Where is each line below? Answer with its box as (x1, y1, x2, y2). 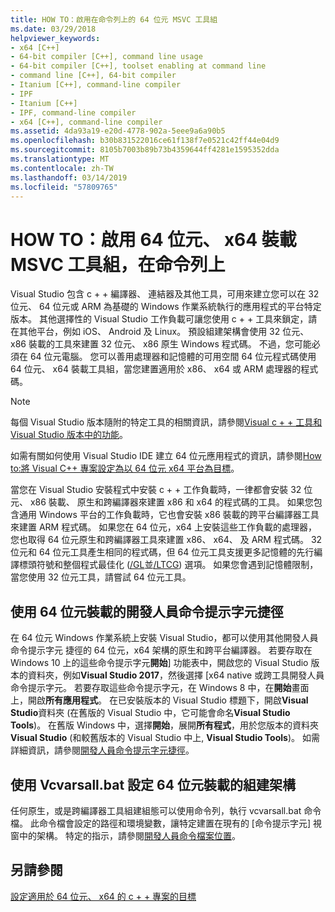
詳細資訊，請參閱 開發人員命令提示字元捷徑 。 (10, 744, 195, 756)
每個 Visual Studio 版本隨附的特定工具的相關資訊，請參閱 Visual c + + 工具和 (10, 416, 323, 428)
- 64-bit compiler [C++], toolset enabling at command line (10, 61, 267, 71)
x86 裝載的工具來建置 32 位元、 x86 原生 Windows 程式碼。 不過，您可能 (10, 338, 312, 350)
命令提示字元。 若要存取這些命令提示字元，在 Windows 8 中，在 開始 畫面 (10, 682, 310, 694)
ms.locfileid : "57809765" (10, 182, 118, 192)
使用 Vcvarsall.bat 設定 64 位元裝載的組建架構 (10, 776, 296, 793)
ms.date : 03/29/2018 (10, 24, 97, 34)
